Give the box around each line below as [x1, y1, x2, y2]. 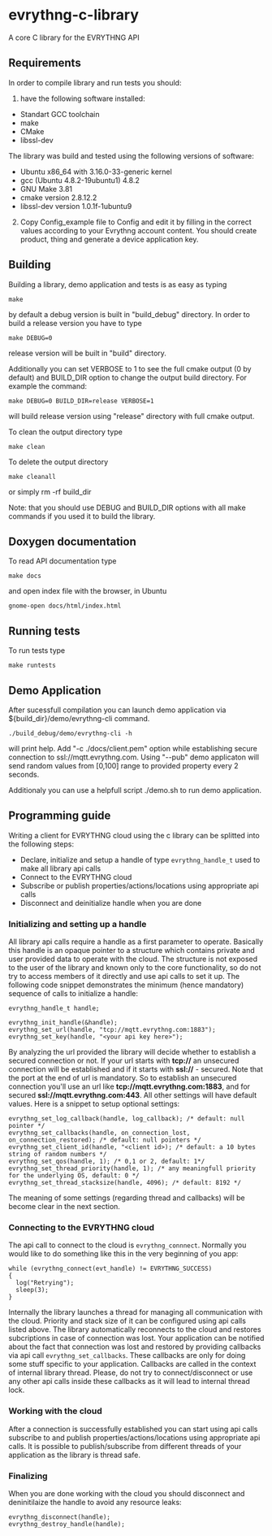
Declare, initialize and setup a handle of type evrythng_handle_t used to [19, 855, 261, 864]
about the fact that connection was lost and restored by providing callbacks [8, 1342, 261, 1351]
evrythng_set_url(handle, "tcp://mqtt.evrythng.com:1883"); [8, 1026, 217, 1034]
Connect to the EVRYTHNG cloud [19, 872, 132, 881]
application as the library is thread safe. [8, 1450, 140, 1460]
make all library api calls [19, 864, 101, 873]
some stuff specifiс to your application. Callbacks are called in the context [8, 1360, 257, 1369]
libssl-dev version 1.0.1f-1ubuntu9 [19, 201, 132, 211]
